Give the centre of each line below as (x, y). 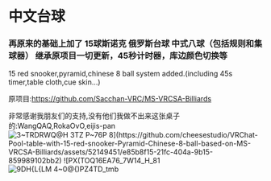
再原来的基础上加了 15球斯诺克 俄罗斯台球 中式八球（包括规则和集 (135, 43)
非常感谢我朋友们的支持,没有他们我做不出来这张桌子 (94, 116)
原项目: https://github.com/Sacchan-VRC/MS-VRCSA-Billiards (110, 99)
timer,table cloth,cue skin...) (54, 82)
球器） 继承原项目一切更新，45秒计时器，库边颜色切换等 (118, 56)
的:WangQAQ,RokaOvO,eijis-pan (62, 126)
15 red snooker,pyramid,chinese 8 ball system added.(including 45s (121, 74)
